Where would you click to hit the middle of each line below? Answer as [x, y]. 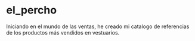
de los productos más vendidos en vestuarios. [63, 32]
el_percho [32, 10]
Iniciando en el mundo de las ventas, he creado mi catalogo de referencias [98, 26]
